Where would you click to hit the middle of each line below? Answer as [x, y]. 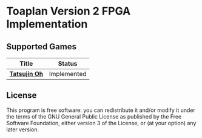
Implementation [47, 24]
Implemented [68, 74]
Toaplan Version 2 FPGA [69, 11]
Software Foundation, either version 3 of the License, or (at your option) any [101, 123]
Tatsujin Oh [26, 74]
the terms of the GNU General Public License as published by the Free [94, 116]
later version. [23, 129]
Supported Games [42, 47]
